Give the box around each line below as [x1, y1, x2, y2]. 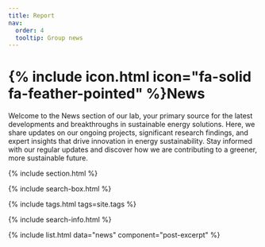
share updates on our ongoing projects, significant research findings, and [8, 128, 248, 137]
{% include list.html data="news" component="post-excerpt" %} [8, 230, 221, 240]
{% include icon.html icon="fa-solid [8, 68, 252, 86]
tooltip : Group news [15, 33, 83, 42]
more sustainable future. [8, 153, 89, 163]
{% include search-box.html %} [8, 184, 112, 194]
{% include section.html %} [8, 168, 98, 179]
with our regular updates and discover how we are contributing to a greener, [8, 145, 258, 155]
